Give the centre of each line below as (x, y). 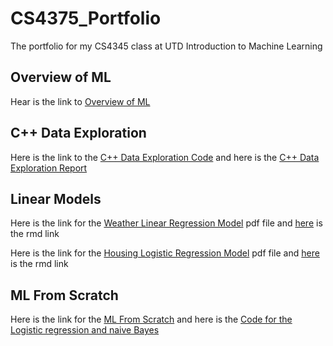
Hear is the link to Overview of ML (80, 101)
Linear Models (56, 198)
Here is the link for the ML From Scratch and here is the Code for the (151, 319)
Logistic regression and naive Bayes (85, 330)
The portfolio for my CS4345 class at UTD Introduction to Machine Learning (166, 46)
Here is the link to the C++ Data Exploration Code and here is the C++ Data (165, 157)
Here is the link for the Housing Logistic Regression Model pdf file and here (165, 253)
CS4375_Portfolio (86, 18)
